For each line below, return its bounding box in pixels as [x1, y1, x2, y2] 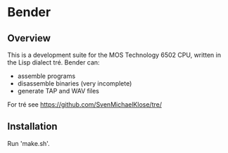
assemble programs [17, 72, 76, 80]
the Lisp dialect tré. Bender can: [7, 58, 100, 67]
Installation [7, 121, 58, 133]
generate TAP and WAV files [17, 87, 100, 95]
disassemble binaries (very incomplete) [17, 79, 132, 88]
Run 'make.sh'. [7, 139, 51, 147]
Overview [7, 32, 51, 44]
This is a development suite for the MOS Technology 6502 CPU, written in [7, 51, 222, 59]
